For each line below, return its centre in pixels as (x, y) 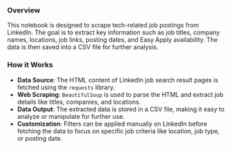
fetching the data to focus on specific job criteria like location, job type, (118, 131)
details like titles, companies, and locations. (79, 102)
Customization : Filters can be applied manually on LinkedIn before (112, 124)
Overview (24, 10)
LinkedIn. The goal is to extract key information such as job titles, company (113, 32)
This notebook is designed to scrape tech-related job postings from (103, 25)
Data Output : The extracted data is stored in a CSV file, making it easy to (121, 109)
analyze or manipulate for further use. (71, 116)
